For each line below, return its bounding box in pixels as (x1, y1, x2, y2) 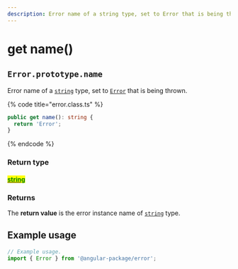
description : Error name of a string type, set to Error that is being (7, 10, 223, 18)
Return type (7, 158, 50, 168)
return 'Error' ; (13, 120, 62, 128)
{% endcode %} (7, 140, 55, 148)
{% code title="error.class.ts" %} (7, 100, 103, 109)
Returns (7, 192, 35, 202)
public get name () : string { (7, 114, 93, 121)
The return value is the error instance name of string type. (7, 209, 181, 217)
